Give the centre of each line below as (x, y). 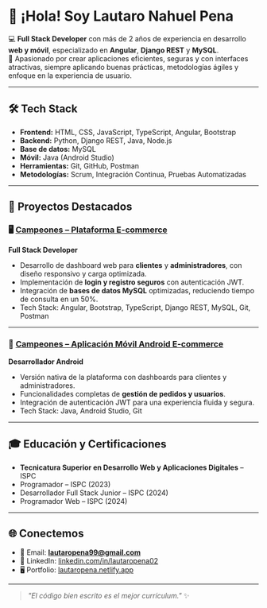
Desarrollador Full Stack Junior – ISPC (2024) (94, 493)
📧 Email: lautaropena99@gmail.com (80, 552)
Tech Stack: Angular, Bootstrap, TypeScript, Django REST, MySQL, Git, (135, 308)
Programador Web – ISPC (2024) (74, 501)
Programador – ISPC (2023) (65, 484)
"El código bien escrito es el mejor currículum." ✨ (108, 596)
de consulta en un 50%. (59, 299)
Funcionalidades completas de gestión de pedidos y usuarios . (123, 393)
